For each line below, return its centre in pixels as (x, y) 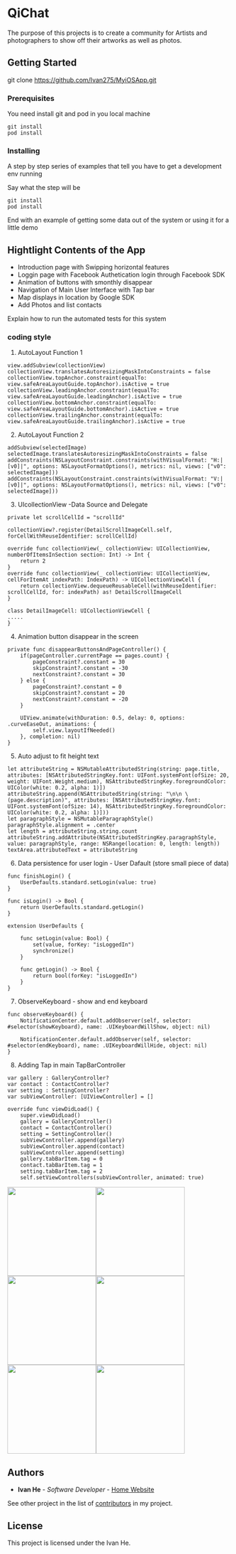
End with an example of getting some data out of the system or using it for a (118, 220)
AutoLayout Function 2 (51, 435)
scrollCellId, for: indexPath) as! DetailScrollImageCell (95, 592)
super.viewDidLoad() (50, 1116)
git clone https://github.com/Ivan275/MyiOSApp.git (82, 80)
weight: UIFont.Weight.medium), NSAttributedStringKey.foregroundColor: (117, 782)
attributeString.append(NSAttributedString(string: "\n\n (95, 794)
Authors (26, 1473)
